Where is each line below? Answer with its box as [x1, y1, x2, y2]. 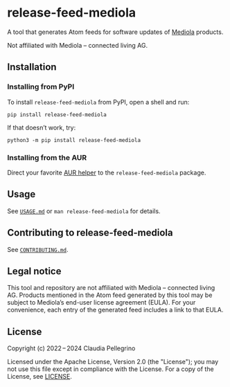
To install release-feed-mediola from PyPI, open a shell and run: [7, 98, 190, 106]
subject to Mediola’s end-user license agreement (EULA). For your [7, 298, 196, 307]
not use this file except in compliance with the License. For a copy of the [7, 365, 214, 373]
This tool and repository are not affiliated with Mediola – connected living [7, 284, 215, 292]
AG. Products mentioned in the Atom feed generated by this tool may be [7, 291, 213, 299]
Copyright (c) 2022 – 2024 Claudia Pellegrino [7, 344, 136, 352]
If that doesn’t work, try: [7, 123, 76, 132]
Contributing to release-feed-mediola [7, 227, 173, 239]
